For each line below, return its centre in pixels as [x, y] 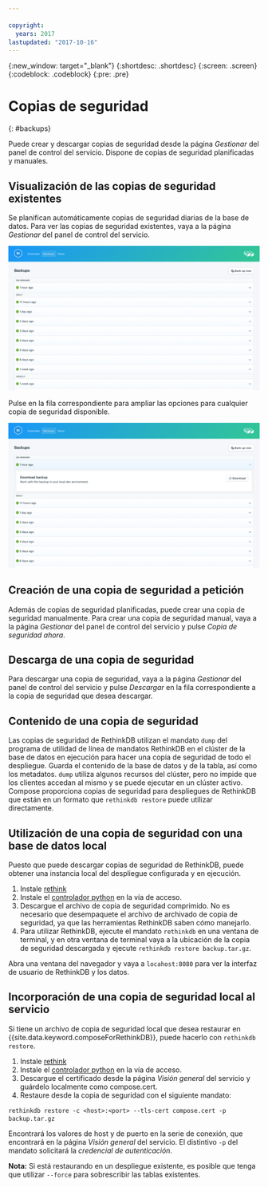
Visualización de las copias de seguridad [112, 186]
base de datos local [58, 846]
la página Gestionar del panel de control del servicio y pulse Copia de [123, 626]
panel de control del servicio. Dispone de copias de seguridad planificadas [131, 152]
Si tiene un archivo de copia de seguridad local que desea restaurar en [124, 1028]
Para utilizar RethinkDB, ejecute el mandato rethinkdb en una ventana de [139, 931]
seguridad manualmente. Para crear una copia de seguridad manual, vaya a [132, 617]
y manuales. [28, 161]
